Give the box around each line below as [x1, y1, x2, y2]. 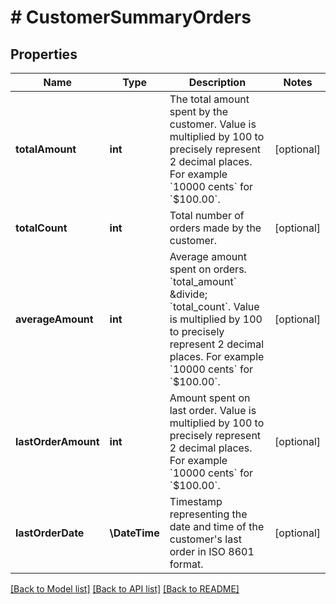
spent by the [169, 105, 229, 118]
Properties [10, 46, 78, 63]
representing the [169, 507, 248, 521]
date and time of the [169, 520, 265, 533]
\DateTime [109, 526, 160, 540]
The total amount [169, 92, 250, 106]
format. [169, 557, 204, 571]
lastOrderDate [15, 526, 85, 540]
